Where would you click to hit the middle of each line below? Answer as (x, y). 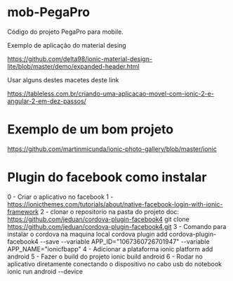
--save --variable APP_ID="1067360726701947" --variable (125, 241)
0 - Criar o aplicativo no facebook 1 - (60, 197)
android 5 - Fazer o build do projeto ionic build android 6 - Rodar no (105, 256)
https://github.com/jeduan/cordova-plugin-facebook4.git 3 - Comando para (117, 226)
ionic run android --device (45, 271)
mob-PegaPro (49, 12)
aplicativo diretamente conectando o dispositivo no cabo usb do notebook (115, 263)
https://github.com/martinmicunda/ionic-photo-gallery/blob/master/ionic (112, 149)
